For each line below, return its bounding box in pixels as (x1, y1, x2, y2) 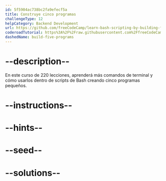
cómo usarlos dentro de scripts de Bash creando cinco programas (5, 77, 140, 83)
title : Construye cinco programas (5, 12, 77, 17)
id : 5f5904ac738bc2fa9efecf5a (5, 7, 68, 12)
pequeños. (5, 82, 27, 89)
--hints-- (5, 122, 43, 133)
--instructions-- (5, 100, 73, 111)
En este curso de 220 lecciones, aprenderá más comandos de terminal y (5, 72, 153, 78)
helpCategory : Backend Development (5, 21, 79, 26)
